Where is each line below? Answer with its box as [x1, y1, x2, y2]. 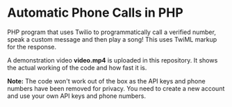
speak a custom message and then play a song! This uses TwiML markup [7, 35, 217, 43]
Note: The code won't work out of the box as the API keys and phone [7, 76, 206, 85]
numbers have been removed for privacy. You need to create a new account [7, 84, 225, 92]
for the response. [7, 42, 57, 51]
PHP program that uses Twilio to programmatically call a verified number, [7, 28, 217, 36]
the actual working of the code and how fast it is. [7, 63, 147, 72]
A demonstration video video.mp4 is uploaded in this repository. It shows [7, 56, 218, 64]
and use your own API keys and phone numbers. [7, 92, 146, 100]
